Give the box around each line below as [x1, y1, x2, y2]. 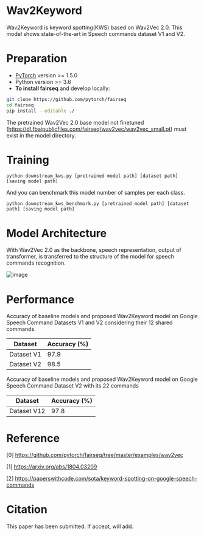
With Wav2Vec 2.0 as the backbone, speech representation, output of [6, 246, 181, 254]
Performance [6, 293, 75, 306]
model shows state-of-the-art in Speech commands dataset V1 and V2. [6, 30, 186, 37]
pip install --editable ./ [6, 108, 75, 114]
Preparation [6, 52, 68, 66]
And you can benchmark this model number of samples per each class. [6, 189, 186, 197]
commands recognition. [6, 259, 66, 266]
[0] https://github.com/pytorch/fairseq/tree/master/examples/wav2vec [6, 451, 184, 459]
